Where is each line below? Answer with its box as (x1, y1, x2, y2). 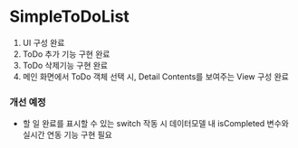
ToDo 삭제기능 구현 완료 (22, 60, 109, 70)
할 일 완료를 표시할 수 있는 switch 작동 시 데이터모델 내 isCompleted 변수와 (22, 118, 290, 129)
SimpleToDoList (9, 6, 130, 27)
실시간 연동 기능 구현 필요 (22, 129, 113, 141)
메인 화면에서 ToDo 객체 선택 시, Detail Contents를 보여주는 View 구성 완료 (22, 70, 290, 82)
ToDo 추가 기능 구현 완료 (22, 48, 111, 60)
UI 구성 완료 (22, 37, 65, 48)
